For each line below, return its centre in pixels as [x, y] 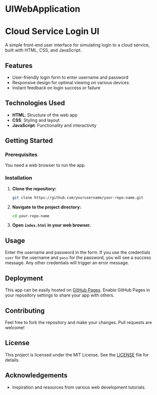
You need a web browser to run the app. [46, 165]
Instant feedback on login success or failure [56, 88]
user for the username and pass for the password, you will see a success [78, 257]
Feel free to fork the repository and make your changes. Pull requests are [78, 322]
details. [12, 360]
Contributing [25, 311]
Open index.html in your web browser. [51, 225]
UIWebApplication [43, 9]
